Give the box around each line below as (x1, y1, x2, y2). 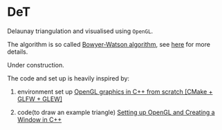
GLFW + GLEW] (17, 94, 63, 103)
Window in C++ (17, 115, 62, 124)
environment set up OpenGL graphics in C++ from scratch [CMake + (17, 87, 213, 96)
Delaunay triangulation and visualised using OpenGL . (7, 27, 154, 35)
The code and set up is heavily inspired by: (7, 74, 130, 83)
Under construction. (7, 61, 64, 69)
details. (7, 47, 28, 56)
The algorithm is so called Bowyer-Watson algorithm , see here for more (7, 40, 211, 48)
